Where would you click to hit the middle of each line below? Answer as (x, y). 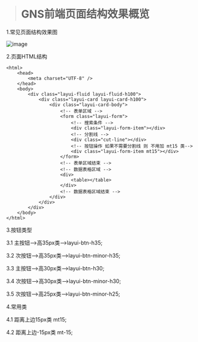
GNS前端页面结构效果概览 (85, 14)
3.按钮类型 (19, 230)
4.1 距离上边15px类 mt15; (36, 319)
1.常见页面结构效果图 (32, 32)
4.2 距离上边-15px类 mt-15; (40, 332)
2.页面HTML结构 (27, 56)
